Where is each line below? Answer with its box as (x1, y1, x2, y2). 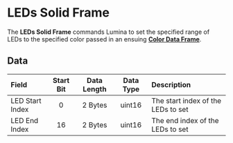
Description (151, 79, 191, 89)
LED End (10, 115, 39, 125)
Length (83, 84, 107, 94)
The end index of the (151, 115, 219, 125)
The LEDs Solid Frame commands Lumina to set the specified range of (7, 28, 210, 36)
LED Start (10, 95, 42, 105)
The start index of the (151, 95, 222, 105)
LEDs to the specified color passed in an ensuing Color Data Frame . (7, 35, 202, 43)
